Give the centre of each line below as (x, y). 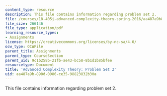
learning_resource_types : (32, 33)
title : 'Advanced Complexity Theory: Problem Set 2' (61, 70)
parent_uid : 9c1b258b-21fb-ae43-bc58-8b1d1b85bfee (59, 60)
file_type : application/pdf (34, 28)
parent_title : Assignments (33, 51)
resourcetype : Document (30, 65)
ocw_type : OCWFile (24, 47)
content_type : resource (30, 10)
